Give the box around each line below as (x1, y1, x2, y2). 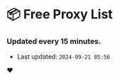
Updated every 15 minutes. (6, 37, 102, 47)
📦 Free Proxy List (6, 6, 113, 23)
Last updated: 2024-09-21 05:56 (16, 52, 111, 61)
